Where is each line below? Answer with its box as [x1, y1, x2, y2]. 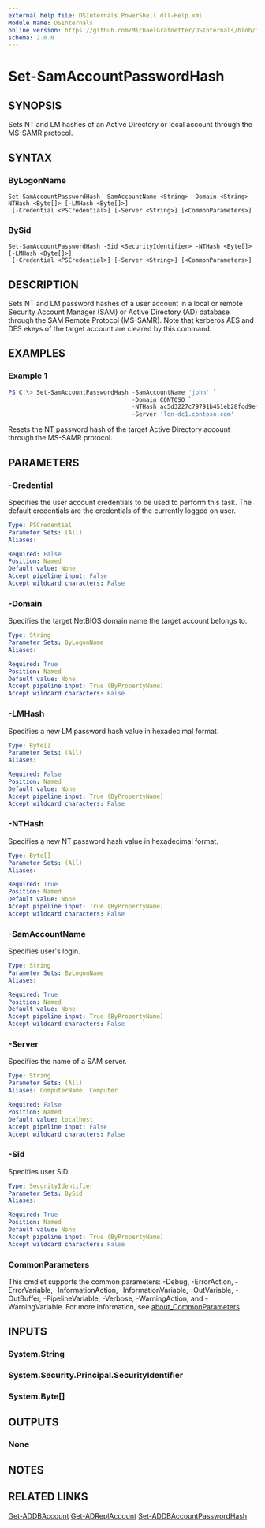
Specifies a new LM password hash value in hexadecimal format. [8, 726, 219, 736]
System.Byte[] [8, 1391, 65, 1402]
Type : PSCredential [8, 521, 73, 529]
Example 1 [8, 370, 48, 381]
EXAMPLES [8, 346, 65, 360]
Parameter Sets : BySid [8, 1189, 83, 1197]
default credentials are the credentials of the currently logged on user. [8, 506, 237, 515]
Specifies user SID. [8, 1167, 70, 1176]
